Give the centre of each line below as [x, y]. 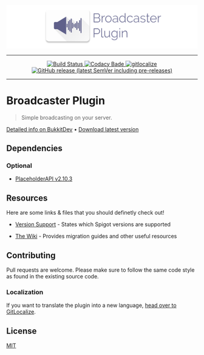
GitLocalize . [21, 312]
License [22, 331]
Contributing [31, 255]
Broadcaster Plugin [56, 101]
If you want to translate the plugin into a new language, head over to [92, 305]
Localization [25, 292]
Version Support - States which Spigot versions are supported [93, 224]
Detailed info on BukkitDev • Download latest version [73, 129]
